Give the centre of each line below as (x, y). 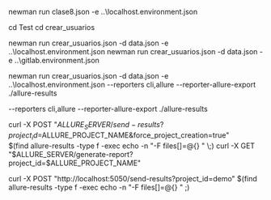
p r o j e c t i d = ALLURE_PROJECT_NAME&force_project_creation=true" (119, 136)
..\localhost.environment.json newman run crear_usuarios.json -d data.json (133, 51)
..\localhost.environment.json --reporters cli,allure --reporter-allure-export (132, 85)
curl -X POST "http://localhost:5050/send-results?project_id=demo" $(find (133, 178)
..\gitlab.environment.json (57, 60)
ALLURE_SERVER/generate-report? (74, 154)
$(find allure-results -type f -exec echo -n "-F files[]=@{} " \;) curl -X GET (132, 146)
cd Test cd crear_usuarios (52, 27)
